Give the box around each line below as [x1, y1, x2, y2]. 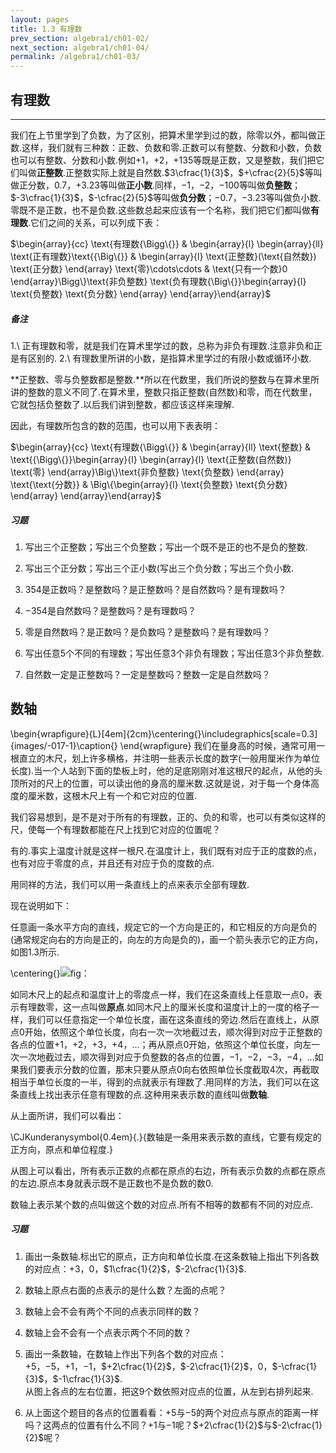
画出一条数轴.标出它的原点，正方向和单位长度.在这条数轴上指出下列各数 [24, 1250, 320, 1262]
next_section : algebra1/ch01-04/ [10, 42, 150, 53]
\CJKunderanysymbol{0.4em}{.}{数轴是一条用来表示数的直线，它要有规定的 [10, 1131, 322, 1143]
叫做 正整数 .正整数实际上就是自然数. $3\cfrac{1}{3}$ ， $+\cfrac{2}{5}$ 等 [18, 166, 314, 178]
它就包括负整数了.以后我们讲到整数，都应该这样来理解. [10, 398, 235, 410]
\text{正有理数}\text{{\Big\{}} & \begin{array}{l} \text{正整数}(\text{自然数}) [10, 250, 317, 262]
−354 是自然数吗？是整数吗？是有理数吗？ [24, 604, 197, 616]
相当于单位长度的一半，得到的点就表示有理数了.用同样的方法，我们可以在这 [10, 1076, 320, 1088]
